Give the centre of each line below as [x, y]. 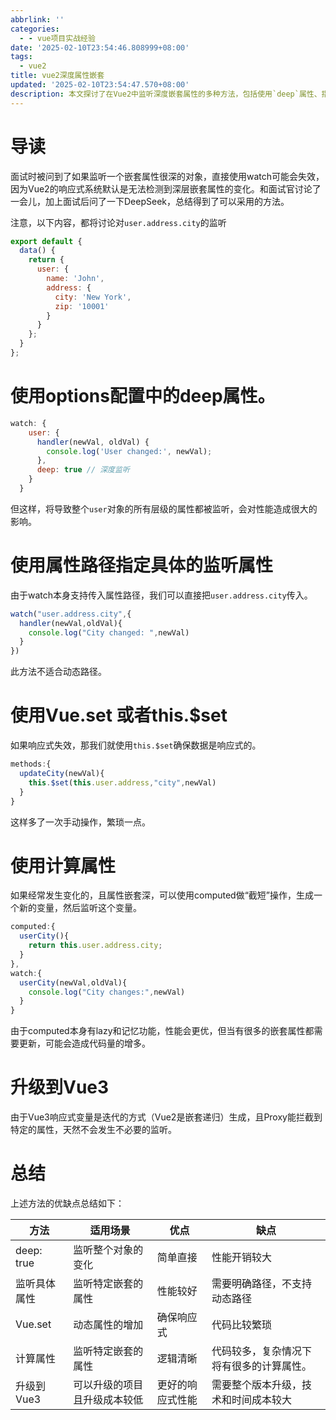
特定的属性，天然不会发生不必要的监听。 [93, 1130]
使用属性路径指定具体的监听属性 [142, 565]
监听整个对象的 [108, 1250]
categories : [35, 29]
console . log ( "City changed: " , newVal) [109, 632]
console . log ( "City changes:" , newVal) [107, 992]
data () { [37, 251]
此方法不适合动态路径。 [58, 672]
